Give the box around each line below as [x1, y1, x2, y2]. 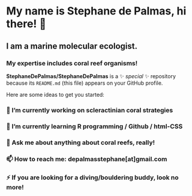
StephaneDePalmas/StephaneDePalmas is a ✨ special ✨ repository [6, 72, 176, 79]
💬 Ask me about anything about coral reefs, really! [6, 138, 155, 147]
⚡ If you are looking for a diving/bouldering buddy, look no [6, 173, 179, 182]
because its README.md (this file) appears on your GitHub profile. [6, 79, 163, 87]
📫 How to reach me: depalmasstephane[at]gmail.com [6, 155, 167, 163]
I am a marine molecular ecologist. [6, 41, 138, 51]
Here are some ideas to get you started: [6, 91, 105, 98]
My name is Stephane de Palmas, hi [6, 4, 187, 18]
